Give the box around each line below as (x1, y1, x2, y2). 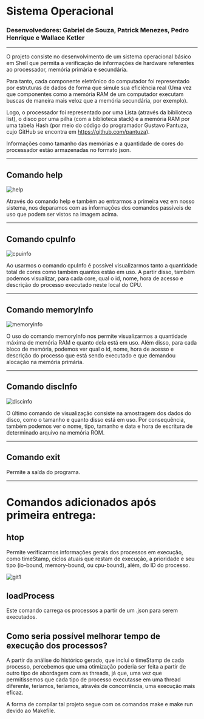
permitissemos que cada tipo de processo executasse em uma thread (6, 676, 181, 683)
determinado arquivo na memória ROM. (6, 428, 105, 436)
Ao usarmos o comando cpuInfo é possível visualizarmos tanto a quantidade (6, 262, 198, 269)
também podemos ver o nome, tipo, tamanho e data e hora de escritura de (6, 422, 193, 430)
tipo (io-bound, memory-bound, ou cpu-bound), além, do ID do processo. (6, 561, 190, 569)
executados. (6, 613, 38, 621)
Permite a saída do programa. (6, 468, 81, 475)
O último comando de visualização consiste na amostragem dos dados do (6, 409, 191, 417)
